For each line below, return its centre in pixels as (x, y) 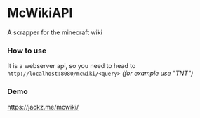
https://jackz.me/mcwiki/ (43, 107)
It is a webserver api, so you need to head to (72, 66)
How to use (27, 51)
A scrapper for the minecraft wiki (55, 32)
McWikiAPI (40, 13)
